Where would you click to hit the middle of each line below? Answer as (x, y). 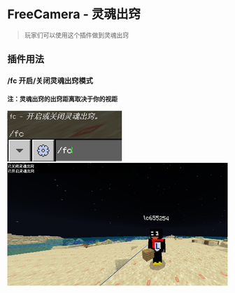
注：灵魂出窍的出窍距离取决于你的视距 (62, 99)
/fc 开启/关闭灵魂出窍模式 (50, 81)
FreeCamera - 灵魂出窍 (74, 14)
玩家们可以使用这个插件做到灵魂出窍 (77, 35)
